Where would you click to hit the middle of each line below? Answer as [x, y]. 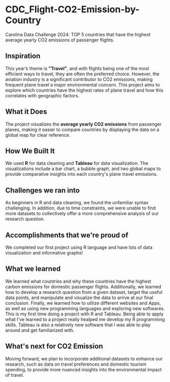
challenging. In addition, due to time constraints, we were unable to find [80, 208]
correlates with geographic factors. [42, 95]
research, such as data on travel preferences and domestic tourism [76, 364]
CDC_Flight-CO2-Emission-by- [72, 9]
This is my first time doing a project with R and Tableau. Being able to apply [84, 314]
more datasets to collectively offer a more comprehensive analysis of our [82, 214]
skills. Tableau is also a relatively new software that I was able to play [78, 325]
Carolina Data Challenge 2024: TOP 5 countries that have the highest [78, 34]
